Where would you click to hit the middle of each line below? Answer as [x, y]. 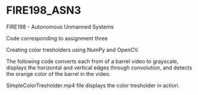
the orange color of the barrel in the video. [58, 74]
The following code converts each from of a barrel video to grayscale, [92, 61]
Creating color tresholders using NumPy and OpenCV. [73, 50]
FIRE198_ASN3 [44, 10]
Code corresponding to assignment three [57, 38]
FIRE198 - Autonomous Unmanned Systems [60, 27]
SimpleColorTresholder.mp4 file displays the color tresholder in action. [93, 85]
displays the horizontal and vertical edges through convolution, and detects [99, 67]
